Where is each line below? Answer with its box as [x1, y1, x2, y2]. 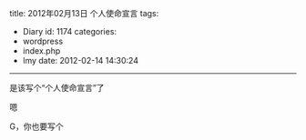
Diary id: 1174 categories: [22, 26, 117, 36]
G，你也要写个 [9, 121, 64, 132]
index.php [22, 45, 61, 56]
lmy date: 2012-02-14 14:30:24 [22, 55, 139, 65]
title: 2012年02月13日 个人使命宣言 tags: [9, 8, 159, 18]
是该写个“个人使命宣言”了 [9, 83, 105, 93]
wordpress [22, 35, 64, 46]
